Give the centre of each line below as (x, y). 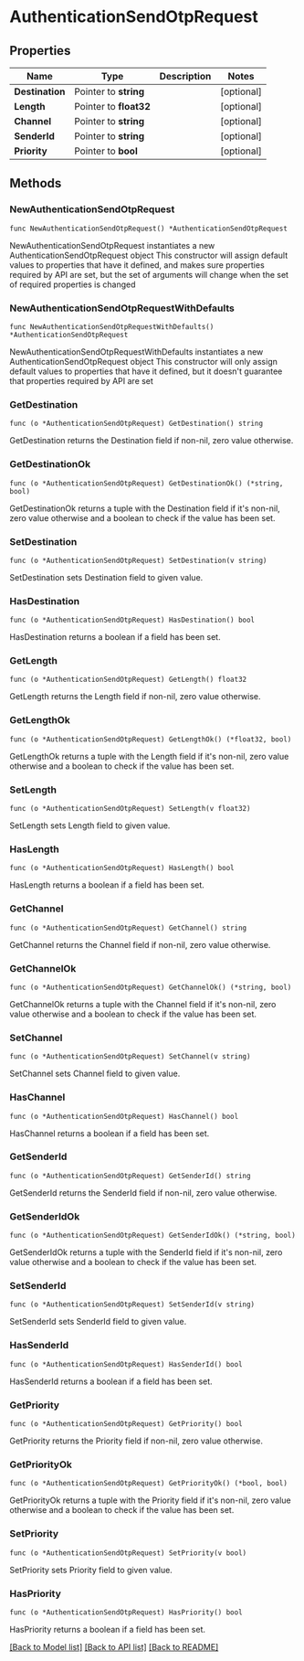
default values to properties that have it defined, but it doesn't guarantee (146, 371)
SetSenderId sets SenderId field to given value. (98, 1322)
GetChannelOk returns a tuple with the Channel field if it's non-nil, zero (143, 1004)
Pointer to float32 (112, 106)
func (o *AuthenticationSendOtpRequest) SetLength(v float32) (130, 809)
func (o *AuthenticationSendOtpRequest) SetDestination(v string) (138, 560)
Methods (36, 183)
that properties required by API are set (81, 380)
